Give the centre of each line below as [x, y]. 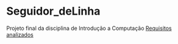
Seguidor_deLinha [53, 11]
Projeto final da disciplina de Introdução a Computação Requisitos [89, 28]
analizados [20, 34]
